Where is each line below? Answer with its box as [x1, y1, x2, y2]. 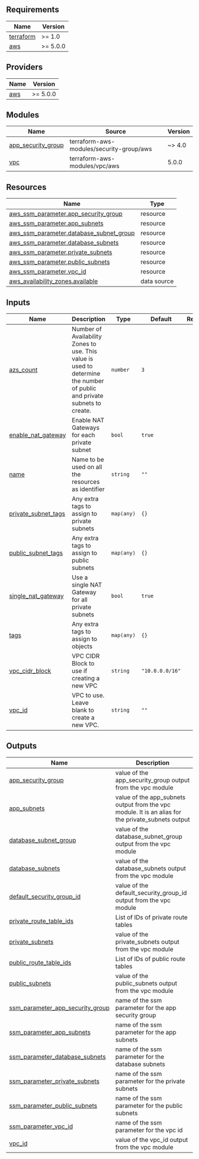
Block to [72, 660, 95, 668]
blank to [72, 706, 95, 714]
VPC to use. [72, 691, 105, 699]
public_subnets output [115, 979, 178, 987]
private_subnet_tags [9, 510, 66, 518]
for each [72, 431, 95, 440]
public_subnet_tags [9, 549, 63, 557]
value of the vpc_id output [115, 1135, 188, 1144]
